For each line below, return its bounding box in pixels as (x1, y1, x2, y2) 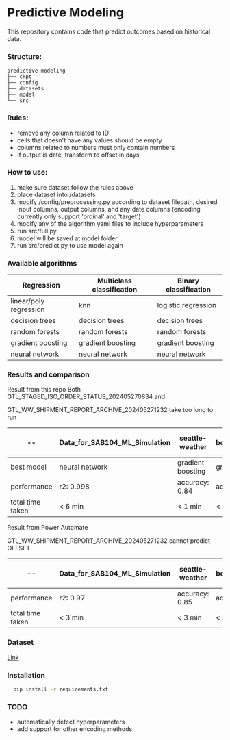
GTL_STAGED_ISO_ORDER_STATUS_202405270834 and (7, 392, 166, 401)
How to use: (7, 168, 48, 177)
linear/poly (10, 296, 45, 306)
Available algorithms (7, 258, 77, 268)
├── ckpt (7, 73, 32, 80)
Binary (177, 276, 200, 285)
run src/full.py (16, 227, 57, 235)
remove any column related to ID (16, 129, 110, 137)
